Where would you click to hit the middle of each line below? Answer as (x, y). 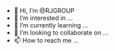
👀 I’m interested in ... (43, 18)
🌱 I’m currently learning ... (51, 25)
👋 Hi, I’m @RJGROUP (44, 11)
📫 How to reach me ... (46, 40)
